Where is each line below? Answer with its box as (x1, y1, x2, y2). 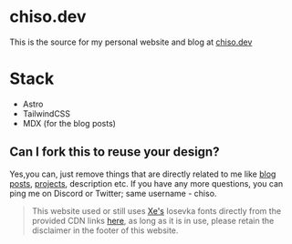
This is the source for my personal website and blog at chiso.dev (9, 36, 253, 47)
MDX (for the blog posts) (22, 117, 117, 128)
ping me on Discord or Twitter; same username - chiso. (9, 188, 217, 198)
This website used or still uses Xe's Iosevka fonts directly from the (31, 205, 281, 216)
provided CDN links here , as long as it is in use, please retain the (31, 215, 275, 226)
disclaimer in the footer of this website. (31, 225, 179, 236)
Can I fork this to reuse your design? (9, 144, 220, 160)
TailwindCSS (22, 107, 71, 119)
